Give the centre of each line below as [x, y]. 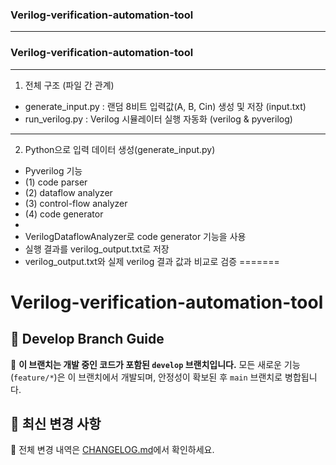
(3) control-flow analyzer [76, 203]
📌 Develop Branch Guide [87, 339]
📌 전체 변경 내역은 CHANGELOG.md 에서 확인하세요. [112, 450]
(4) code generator [64, 214]
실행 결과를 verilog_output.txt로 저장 [97, 249]
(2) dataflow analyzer [68, 192]
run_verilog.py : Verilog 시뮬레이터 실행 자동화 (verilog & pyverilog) [158, 119]
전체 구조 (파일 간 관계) [69, 85]
